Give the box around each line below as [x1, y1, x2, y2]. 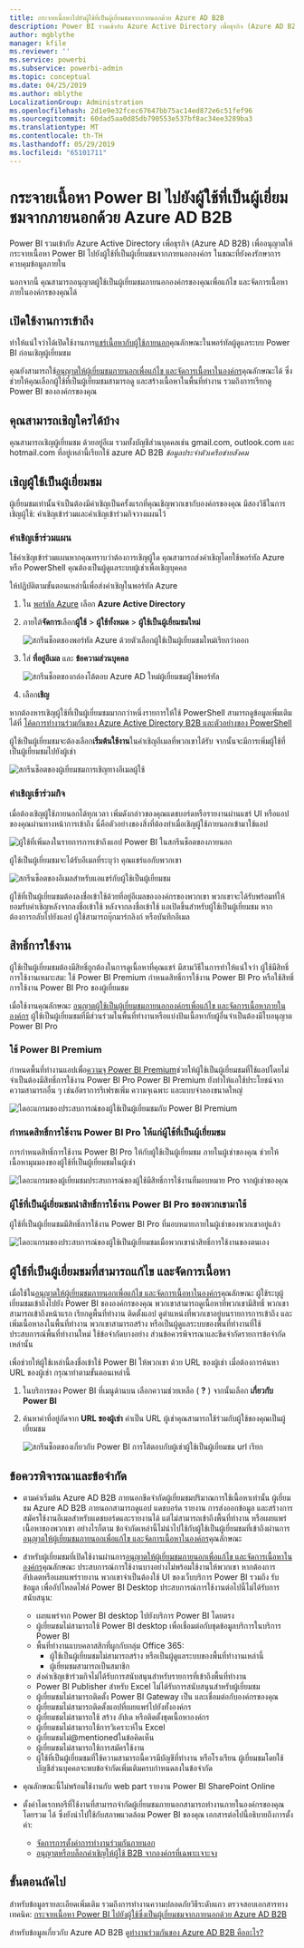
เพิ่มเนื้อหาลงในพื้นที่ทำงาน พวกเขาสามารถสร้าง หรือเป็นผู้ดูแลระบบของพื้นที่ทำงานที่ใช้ [9, 1319, 261, 1330]
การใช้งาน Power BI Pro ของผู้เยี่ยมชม [9, 982, 129, 993]
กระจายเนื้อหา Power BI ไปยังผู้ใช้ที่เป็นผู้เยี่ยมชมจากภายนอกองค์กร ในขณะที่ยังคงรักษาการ [9, 248, 281, 258]
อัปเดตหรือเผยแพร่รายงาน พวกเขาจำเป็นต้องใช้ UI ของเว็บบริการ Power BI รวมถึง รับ [22, 1571, 280, 1583]
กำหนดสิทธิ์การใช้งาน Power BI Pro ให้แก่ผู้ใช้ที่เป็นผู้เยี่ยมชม [9, 1125, 226, 1138]
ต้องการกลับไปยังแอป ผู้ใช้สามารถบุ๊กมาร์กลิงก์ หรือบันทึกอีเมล [9, 911, 190, 921]
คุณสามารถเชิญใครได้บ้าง [9, 413, 119, 428]
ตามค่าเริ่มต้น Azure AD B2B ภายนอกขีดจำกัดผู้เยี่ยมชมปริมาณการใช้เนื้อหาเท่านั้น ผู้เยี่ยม [22, 1492, 291, 1503]
